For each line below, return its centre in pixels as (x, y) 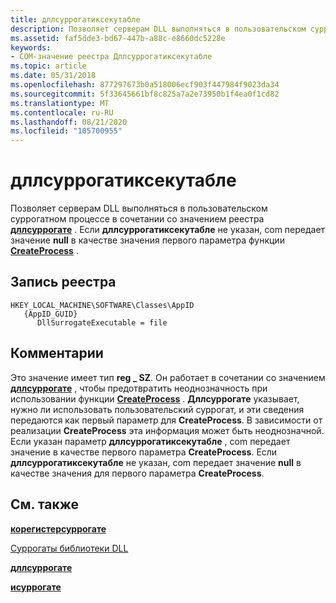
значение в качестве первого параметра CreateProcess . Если (144, 452)
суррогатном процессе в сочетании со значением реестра (137, 219)
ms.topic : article (48, 66)
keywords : (31, 47)
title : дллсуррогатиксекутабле (75, 19)
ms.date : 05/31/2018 (53, 76)
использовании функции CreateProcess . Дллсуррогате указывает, (155, 398)
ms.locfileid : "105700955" (66, 131)
